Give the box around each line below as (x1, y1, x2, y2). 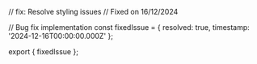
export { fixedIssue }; (8, 47, 79, 56)
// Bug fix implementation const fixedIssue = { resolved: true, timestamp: (8, 23, 251, 32)
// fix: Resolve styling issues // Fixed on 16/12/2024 (8, 7, 179, 16)
